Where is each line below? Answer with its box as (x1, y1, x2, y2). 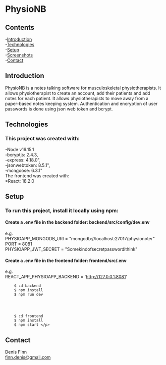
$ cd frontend (14, 313, 43, 319)
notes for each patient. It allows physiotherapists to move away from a (5, 95, 149, 101)
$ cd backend (14, 283, 41, 288)
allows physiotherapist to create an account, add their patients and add (5, 90, 151, 96)
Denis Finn (5, 349, 27, 355)
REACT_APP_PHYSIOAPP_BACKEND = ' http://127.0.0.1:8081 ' (5, 274, 127, 280)
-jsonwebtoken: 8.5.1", (5, 162, 51, 168)
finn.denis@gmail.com (5, 354, 51, 360)
